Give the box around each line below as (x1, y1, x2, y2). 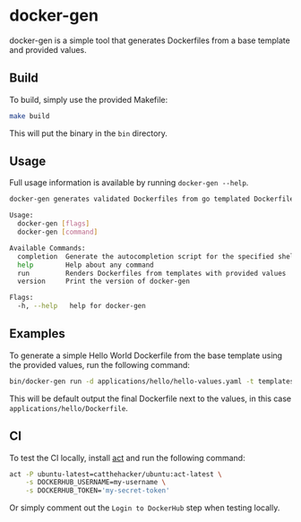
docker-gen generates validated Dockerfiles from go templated (9, 194, 251, 204)
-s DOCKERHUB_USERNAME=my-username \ (25, 478, 167, 487)
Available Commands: (9, 244, 87, 252)
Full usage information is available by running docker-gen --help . (9, 177, 249, 188)
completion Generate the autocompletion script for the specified (17, 252, 275, 261)
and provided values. (9, 44, 87, 55)
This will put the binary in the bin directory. (9, 127, 168, 139)
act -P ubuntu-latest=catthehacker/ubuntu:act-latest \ (9, 469, 222, 479)
